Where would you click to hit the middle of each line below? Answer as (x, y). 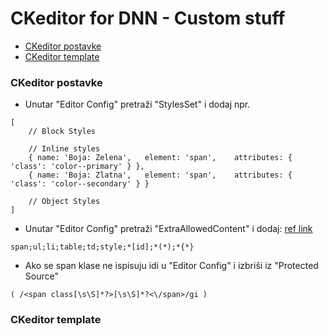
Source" (41, 276)
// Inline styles (64, 149)
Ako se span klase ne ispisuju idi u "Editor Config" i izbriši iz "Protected (171, 266)
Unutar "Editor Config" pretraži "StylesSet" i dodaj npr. (137, 104)
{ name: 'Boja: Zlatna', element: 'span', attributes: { (160, 175)
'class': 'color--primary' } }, (77, 167)
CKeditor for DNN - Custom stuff (148, 18)
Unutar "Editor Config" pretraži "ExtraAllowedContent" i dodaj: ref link (168, 229)
